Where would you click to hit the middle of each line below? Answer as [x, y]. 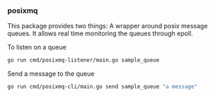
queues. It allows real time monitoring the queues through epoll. [100, 33]
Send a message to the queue [51, 74]
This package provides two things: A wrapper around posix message [107, 26]
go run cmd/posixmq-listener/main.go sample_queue [83, 60]
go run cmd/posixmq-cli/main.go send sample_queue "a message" [103, 87]
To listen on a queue [37, 47]
